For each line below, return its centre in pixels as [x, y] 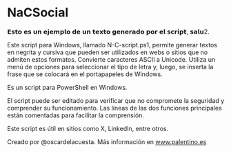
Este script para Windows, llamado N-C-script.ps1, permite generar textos [112, 45]
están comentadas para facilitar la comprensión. [76, 115]
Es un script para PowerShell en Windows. [67, 87]
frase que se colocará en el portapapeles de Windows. [85, 74]
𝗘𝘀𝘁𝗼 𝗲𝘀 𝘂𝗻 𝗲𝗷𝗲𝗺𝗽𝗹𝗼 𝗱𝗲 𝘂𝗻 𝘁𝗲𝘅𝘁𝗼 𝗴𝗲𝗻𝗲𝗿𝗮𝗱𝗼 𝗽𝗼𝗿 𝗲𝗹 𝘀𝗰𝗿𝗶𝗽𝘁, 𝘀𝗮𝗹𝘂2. [109, 32]
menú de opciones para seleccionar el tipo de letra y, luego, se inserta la [110, 67]
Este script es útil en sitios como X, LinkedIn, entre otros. [88, 128]
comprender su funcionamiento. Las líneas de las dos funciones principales [114, 108]
